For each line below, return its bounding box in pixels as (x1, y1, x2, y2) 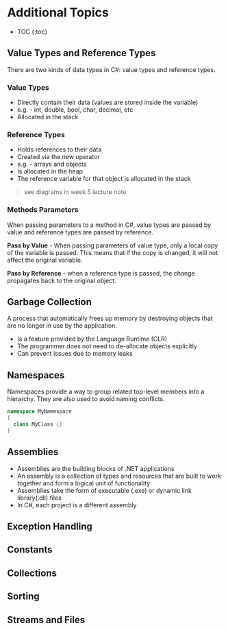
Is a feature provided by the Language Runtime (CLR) (16, 335, 168, 343)
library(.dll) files (16, 494, 62, 502)
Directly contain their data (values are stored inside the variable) (16, 98, 199, 107)
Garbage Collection (7, 296, 92, 308)
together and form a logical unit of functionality (16, 478, 151, 487)
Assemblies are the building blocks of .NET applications (16, 464, 175, 472)
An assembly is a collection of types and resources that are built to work (16, 472, 221, 480)
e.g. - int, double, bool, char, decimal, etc (16, 106, 134, 114)
